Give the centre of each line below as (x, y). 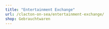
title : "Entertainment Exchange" (40, 10)
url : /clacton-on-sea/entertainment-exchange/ (55, 14)
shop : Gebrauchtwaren (28, 19)
